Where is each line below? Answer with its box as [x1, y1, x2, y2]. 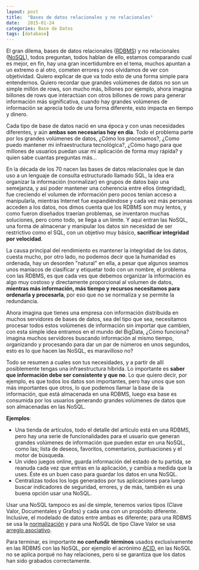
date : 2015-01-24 [6, 20, 55, 26]
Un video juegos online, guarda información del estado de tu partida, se [14, 458, 191, 466]
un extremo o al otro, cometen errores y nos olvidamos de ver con [6, 66, 169, 73]
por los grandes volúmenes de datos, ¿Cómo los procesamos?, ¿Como [6, 135, 180, 142]
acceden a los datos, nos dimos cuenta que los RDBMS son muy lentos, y [6, 204, 186, 211]
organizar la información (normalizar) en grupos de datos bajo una [6, 178, 169, 186]
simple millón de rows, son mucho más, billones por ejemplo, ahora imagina [6, 85, 192, 93]
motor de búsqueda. [14, 452, 65, 459]
